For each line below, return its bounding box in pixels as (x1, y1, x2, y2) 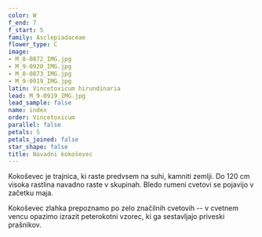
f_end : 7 (8, 19, 37, 27)
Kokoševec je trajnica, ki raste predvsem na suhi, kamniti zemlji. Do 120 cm (8, 172, 250, 181)
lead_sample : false (8, 99, 72, 107)
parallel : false (8, 121, 61, 129)
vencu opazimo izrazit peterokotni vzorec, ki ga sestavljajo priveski (8, 212, 225, 221)
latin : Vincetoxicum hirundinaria (8, 84, 122, 93)
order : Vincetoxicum (8, 114, 76, 122)
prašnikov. (8, 221, 42, 230)
